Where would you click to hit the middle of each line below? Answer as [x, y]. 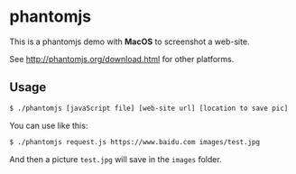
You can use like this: [49, 125]
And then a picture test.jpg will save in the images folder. [116, 159]
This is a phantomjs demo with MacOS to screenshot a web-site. [129, 41]
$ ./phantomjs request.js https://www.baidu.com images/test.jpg [134, 142]
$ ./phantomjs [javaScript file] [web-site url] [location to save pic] [149, 108]
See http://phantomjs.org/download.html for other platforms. [122, 59]
